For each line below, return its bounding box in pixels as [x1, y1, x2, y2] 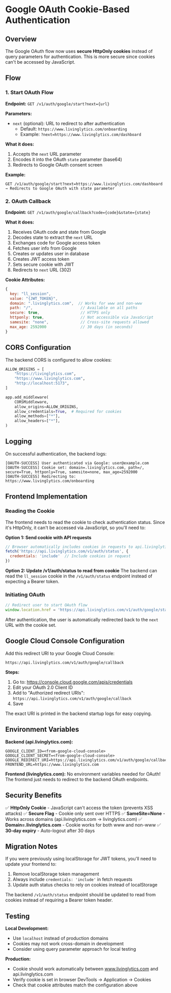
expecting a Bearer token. [5, 578, 60, 585]
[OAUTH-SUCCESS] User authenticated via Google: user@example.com [5, 460, 149, 465]
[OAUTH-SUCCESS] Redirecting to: [5, 474, 76, 479]
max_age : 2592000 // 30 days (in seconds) [10, 324, 133, 329]
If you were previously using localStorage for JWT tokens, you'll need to [5, 856, 157, 862]
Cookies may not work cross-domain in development [12, 941, 124, 947]
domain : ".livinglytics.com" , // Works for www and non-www [10, 300, 142, 306]
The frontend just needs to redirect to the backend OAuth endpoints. [5, 776, 149, 782]
